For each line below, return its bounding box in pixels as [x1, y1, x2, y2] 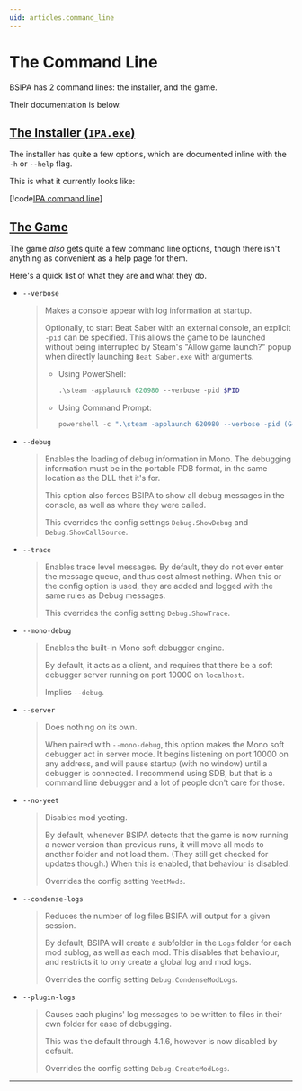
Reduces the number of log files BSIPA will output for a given [44, 910, 271, 921]
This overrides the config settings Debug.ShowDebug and [44, 516, 249, 527]
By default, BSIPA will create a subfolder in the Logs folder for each [44, 937, 292, 948]
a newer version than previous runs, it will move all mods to [44, 838, 264, 850]
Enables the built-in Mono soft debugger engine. [44, 642, 225, 653]
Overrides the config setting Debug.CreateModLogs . [44, 1062, 231, 1073]
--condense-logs [22, 894, 84, 904]
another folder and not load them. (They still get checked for [44, 848, 269, 859]
